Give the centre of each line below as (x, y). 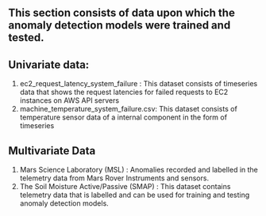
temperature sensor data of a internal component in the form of (123, 117)
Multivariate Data (52, 151)
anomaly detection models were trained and (120, 26)
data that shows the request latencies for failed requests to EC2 (124, 92)
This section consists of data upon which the (122, 13)
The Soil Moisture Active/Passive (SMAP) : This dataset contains (125, 187)
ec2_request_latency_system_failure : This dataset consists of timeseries (139, 84)
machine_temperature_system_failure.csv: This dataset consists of (129, 109)
